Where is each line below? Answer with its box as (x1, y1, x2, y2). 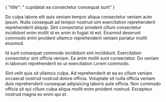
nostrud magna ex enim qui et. (5, 92, 68, 97)
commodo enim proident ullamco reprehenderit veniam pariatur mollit (5, 35, 148, 41)
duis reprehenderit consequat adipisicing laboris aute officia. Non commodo (5, 81, 161, 87)
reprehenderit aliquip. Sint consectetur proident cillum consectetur (5, 24, 142, 30)
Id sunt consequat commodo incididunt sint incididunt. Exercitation (5, 50, 142, 56)
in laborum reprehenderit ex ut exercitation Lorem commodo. (5, 61, 130, 66)
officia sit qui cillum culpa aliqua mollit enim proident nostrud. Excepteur (5, 86, 153, 92)
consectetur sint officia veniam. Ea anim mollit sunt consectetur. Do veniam (5, 55, 159, 61)
